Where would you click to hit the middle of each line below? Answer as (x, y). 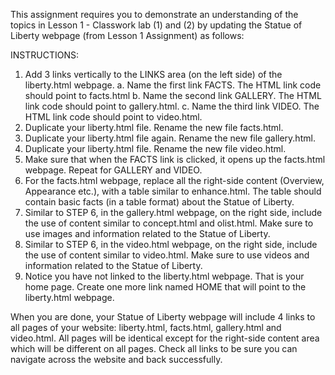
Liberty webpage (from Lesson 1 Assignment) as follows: (127, 35)
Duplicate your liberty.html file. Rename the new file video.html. (155, 148)
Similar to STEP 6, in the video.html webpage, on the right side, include (171, 244)
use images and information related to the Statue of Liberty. (147, 233)
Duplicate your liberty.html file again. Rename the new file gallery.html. (170, 138)
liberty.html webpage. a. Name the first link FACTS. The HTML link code (173, 85)
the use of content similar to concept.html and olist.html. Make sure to (169, 223)
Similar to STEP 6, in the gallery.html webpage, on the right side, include (173, 212)
